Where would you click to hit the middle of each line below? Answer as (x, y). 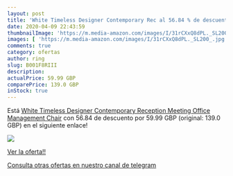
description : (26, 71)
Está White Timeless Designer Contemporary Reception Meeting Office (109, 111)
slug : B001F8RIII (32, 65)
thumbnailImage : (31, 33)
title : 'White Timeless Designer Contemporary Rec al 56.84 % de (103, 20)
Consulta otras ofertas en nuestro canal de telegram (82, 165)
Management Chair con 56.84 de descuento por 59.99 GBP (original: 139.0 (114, 118)
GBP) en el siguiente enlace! (48, 125)
